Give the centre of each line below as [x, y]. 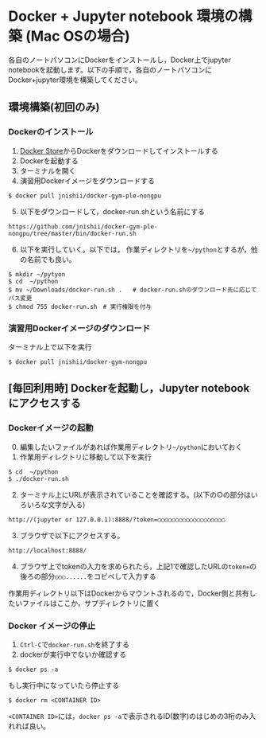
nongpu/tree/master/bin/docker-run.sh [72, 233]
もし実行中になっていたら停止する [64, 685]
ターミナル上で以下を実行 [50, 346]
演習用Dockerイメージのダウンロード [79, 328]
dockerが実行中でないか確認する [73, 654]
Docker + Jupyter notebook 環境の [123, 16]
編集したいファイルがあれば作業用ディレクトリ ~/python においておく [131, 447]
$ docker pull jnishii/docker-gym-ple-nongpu [85, 196]
